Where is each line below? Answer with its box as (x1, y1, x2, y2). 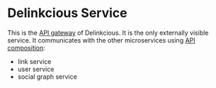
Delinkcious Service (7, 5, 127, 21)
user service (17, 65, 55, 73)
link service (17, 57, 52, 65)
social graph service (17, 72, 78, 81)
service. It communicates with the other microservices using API (7, 35, 196, 44)
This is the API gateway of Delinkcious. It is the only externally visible (7, 28, 209, 37)
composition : (7, 43, 46, 52)
